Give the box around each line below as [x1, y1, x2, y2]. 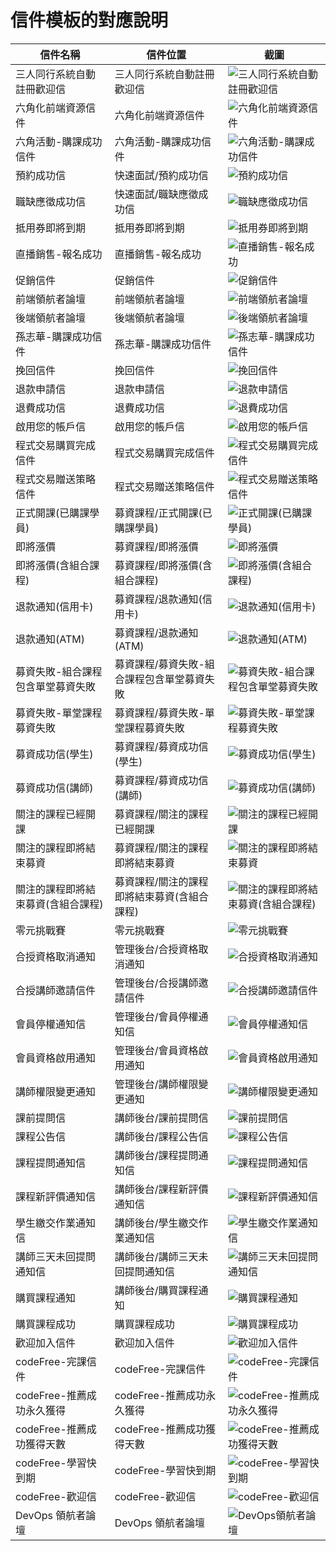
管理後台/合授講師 [114, 976, 199, 990]
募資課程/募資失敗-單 [114, 706, 215, 720]
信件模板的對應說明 [10, 9, 169, 32]
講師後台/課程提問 [114, 1148, 199, 1162]
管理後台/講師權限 [114, 1077, 199, 1091]
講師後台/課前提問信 [114, 1111, 209, 1125]
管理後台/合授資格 [114, 942, 199, 956]
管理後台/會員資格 [114, 1043, 199, 1057]
